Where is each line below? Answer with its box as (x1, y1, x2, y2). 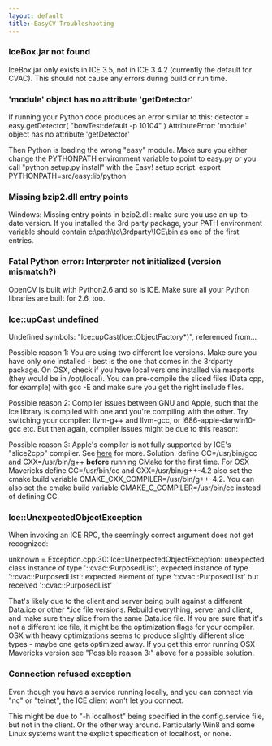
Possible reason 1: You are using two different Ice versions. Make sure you (8, 347, 257, 358)
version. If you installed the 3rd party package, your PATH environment (24, 219, 262, 228)
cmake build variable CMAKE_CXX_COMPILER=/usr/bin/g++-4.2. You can (8, 474, 255, 484)
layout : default (8, 11, 63, 20)
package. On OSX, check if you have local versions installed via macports (8, 365, 255, 375)
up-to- (228, 210, 252, 219)
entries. (8, 236, 34, 245)
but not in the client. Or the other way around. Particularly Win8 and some (8, 720, 256, 730)
